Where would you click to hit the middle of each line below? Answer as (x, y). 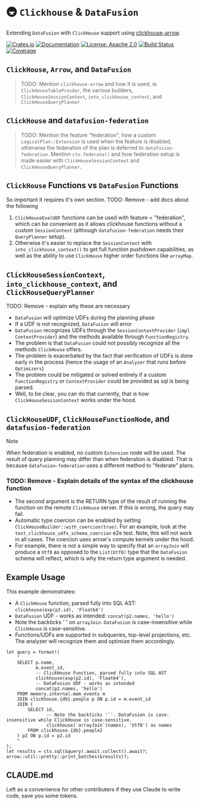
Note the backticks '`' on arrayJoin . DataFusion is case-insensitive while (104, 622)
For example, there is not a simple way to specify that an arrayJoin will (102, 546)
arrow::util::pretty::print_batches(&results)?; (68, 757)
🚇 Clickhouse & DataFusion (73, 12)
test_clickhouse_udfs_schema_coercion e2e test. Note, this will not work (103, 533)
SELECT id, (41, 710)
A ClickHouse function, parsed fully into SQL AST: (76, 603)
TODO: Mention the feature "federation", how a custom (88, 135)
